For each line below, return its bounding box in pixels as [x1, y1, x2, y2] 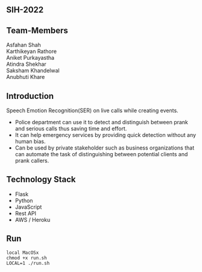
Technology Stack [6, 174, 76, 185]
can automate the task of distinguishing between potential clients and [14, 151, 188, 158]
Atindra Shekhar [6, 60, 46, 68]
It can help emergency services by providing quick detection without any [14, 131, 197, 139]
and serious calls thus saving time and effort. [14, 125, 127, 132]
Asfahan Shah [6, 42, 41, 49]
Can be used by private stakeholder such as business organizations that [14, 144, 195, 151]
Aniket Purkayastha [6, 54, 55, 62]
